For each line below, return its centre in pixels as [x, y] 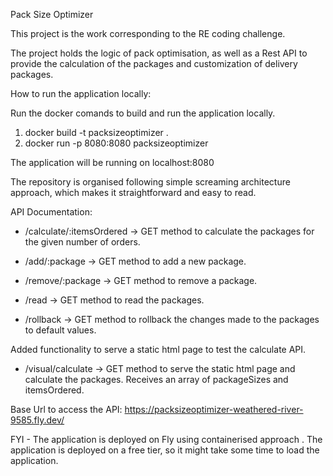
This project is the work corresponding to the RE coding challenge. [148, 33]
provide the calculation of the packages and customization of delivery [154, 63]
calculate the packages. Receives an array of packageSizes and [156, 379]
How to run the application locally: [81, 93]
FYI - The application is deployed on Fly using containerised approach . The [166, 439]
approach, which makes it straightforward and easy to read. [133, 192]
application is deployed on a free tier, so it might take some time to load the [165, 450]
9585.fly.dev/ [37, 420]
